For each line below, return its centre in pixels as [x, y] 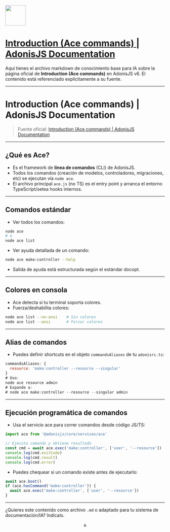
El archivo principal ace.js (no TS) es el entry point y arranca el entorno [88, 184]
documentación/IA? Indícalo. [35, 515]
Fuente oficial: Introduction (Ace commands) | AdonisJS [76, 129]
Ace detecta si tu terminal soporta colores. [57, 302]
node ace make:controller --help [40, 260]
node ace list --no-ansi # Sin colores [51, 317]
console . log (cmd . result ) [31, 457]
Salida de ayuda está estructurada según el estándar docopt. [76, 269]
